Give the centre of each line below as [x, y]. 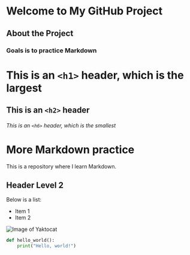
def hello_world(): [31, 241]
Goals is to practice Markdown [52, 51]
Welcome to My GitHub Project [85, 11]
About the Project [40, 33]
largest [24, 88]
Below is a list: [24, 200]
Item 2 [23, 218]
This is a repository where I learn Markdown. [61, 166]
